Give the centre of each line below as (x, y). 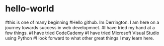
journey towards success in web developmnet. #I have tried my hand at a (80, 27)
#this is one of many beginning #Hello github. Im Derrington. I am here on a (82, 22)
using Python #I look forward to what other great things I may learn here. (80, 38)
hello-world (30, 9)
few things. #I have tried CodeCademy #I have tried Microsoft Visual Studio (82, 33)
